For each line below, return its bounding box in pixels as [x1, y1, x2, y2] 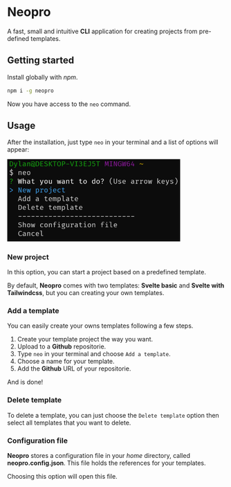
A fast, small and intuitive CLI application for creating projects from [7, 27, 198, 35]
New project [7, 252, 50, 262]
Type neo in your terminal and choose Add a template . [17, 350, 171, 358]
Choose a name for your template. [17, 357, 115, 366]
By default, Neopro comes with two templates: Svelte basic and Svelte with [7, 281, 225, 290]
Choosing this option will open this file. [7, 472, 118, 480]
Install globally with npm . [7, 73, 78, 81]
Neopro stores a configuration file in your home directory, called [7, 451, 190, 459]
